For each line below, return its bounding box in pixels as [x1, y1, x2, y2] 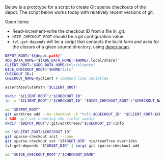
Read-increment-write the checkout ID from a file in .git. [12, 28, 126, 34]
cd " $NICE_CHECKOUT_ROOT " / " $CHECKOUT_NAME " [5, 152, 96, 157]
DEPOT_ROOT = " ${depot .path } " [5, 53, 63, 58]
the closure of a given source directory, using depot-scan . [12, 44, 130, 49]
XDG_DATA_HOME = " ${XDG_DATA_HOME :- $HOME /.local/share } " [5, 58, 120, 63]
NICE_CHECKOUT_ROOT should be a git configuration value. [12, 34, 125, 39]
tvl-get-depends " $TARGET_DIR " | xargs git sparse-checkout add [5, 143, 139, 148]
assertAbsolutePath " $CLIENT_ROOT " [5, 85, 78, 90]
